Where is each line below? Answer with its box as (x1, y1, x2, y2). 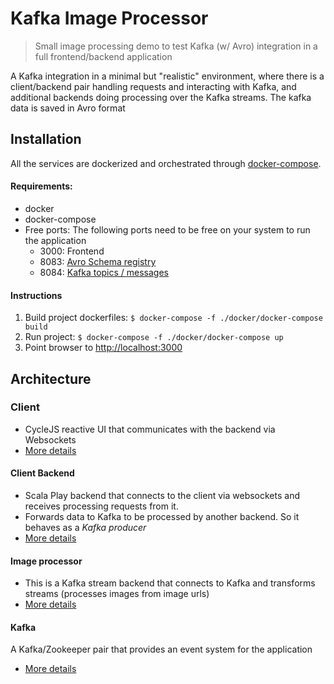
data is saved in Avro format (10, 102, 126, 114)
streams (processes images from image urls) (24, 588, 210, 600)
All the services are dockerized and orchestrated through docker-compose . (10, 157, 322, 169)
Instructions (10, 289, 63, 301)
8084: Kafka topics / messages (39, 266, 170, 278)
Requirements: (10, 180, 73, 192)
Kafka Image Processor (10, 7, 209, 30)
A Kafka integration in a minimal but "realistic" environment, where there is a (10, 70, 325, 82)
